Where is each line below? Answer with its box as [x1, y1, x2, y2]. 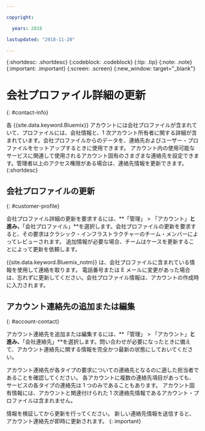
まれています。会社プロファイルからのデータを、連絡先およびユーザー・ [6, 137, 188, 144]
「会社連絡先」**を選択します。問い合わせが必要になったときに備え [22, 337, 191, 345]
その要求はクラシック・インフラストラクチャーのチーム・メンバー [22, 230, 188, 238]
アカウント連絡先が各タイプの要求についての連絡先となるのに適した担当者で [6, 366, 199, 374]
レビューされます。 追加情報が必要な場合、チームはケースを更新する [17, 238, 189, 245]
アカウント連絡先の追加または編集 [6, 301, 135, 312]
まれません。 [43, 397, 76, 404]
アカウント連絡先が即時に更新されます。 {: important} [6, 417, 141, 425]
